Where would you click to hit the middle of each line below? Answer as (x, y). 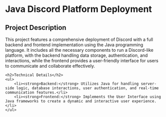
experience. (144, 101)
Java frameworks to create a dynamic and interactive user (68, 101)
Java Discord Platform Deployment (79, 9)
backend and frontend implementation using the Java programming (74, 45)
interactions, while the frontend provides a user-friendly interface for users (82, 60)
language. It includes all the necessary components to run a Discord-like (79, 50)
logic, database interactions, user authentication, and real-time (87, 88)
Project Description (36, 28)
